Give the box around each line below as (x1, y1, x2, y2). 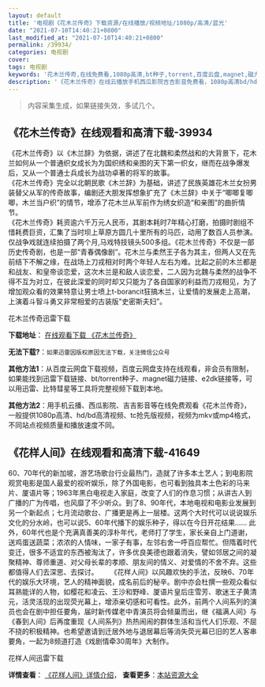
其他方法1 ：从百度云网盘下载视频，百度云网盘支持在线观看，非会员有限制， (8, 364, 254, 374)
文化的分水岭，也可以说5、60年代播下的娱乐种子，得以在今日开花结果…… (8, 518, 248, 527)
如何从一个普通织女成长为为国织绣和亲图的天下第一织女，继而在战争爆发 (14, 158, 250, 168)
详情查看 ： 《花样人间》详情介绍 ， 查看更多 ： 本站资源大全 (8, 670, 199, 680)
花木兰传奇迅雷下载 (8, 313, 71, 323)
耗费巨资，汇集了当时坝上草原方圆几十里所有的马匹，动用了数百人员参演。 (14, 227, 257, 237)
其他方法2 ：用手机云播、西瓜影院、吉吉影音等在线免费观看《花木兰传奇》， (8, 400, 251, 410)
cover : (8, 56, 30, 64)
